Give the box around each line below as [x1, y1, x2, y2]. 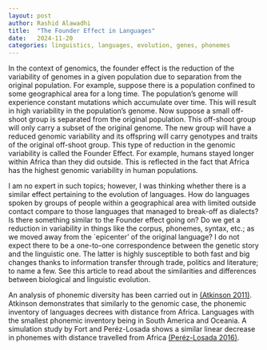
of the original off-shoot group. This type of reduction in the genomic [8, 140, 236, 150]
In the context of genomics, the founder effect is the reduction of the [8, 63, 234, 73]
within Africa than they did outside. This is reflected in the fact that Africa [8, 157, 250, 167]
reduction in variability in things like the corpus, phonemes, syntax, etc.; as [8, 223, 255, 233]
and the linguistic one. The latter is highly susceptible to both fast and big [8, 249, 250, 259]
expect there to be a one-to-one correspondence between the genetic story [8, 241, 260, 251]
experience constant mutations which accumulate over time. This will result [8, 98, 257, 107]
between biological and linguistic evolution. [8, 275, 151, 284]
